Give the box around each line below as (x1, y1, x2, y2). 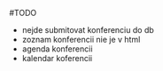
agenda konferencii (21, 43, 93, 54)
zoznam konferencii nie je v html (21, 35, 141, 44)
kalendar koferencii (21, 53, 93, 63)
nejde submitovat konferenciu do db (21, 25, 155, 35)
